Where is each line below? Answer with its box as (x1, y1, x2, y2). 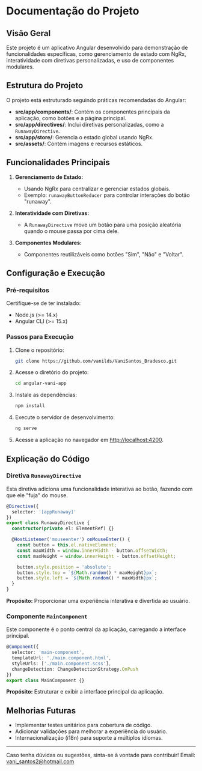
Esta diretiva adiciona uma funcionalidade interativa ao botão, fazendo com (6, 485, 193, 492)
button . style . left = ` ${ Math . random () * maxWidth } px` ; (17, 575, 158, 581)
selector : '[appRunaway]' (11, 509, 77, 515)
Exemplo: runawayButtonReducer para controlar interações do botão (23, 191, 191, 199)
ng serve (14, 425, 37, 432)
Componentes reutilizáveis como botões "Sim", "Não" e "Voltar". (23, 250, 184, 258)
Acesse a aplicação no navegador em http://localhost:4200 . (14, 437, 164, 444)
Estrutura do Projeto (6, 80, 84, 91)
